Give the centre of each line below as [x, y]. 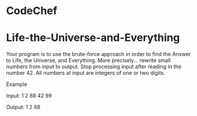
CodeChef [32, 11]
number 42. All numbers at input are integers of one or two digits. [86, 73]
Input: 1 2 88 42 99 [29, 96]
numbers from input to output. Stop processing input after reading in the [94, 67]
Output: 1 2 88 [23, 107]
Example [17, 84]
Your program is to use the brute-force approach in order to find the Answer [98, 54]
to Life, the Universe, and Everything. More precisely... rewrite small [88, 61]
